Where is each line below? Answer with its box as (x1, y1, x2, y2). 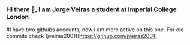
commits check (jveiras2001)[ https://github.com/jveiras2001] (6, 33, 157, 40)
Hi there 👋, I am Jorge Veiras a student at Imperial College (6, 5, 177, 14)
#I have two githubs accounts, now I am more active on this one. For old (6, 26, 184, 33)
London (6, 12, 29, 21)
